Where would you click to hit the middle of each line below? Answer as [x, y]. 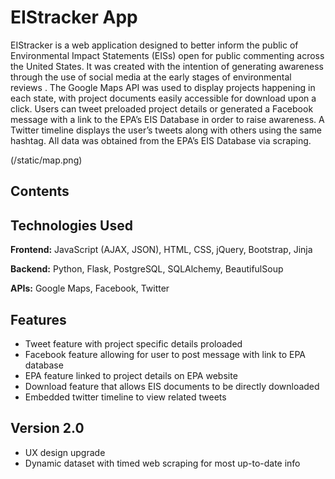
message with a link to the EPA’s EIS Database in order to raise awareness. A [167, 119]
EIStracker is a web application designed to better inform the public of [154, 45]
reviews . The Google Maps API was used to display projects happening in [163, 87]
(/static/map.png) [46, 160]
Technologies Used [71, 225]
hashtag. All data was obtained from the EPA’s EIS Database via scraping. [161, 140]
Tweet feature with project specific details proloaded [133, 343]
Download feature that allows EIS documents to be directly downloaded [172, 386]
